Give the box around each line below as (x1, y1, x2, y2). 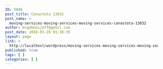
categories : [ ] (5, 57, 38, 62)
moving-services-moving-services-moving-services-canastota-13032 (9, 20, 147, 26)
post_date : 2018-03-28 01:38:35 (5, 30, 70, 34)
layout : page (5, 34, 32, 39)
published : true (5, 48, 38, 52)
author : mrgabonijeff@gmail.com (5, 25, 70, 30)
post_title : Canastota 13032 (5, 12, 64, 17)
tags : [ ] (5, 52, 25, 57)
